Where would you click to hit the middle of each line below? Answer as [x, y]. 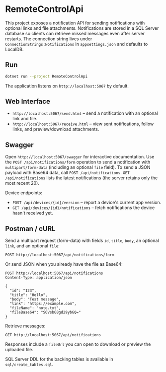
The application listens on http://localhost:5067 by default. [67, 86]
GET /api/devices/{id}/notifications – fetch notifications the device [83, 208]
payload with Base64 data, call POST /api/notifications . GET [68, 173]
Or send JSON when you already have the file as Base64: [64, 264]
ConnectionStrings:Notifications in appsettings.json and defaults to [77, 44]
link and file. [25, 119]
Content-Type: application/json [39, 278]
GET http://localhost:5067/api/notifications [53, 335]
